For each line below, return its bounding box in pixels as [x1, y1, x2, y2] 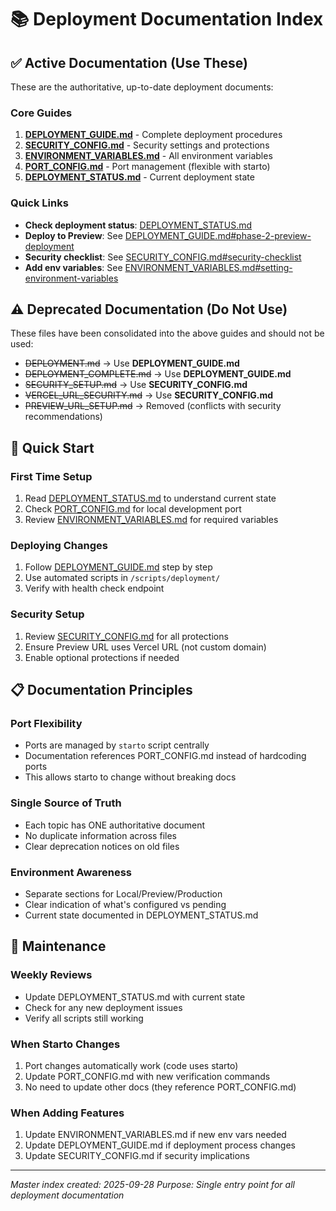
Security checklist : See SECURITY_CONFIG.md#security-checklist [24, 251, 302, 263]
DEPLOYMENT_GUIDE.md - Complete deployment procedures [24, 129, 283, 141]
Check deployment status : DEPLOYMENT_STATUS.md [24, 219, 253, 231]
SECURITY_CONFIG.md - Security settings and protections [24, 139, 270, 151]
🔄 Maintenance [10, 938, 107, 955]
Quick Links [10, 196, 69, 210]
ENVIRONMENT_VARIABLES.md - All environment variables [24, 150, 273, 162]
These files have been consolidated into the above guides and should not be [10, 327, 325, 340]
